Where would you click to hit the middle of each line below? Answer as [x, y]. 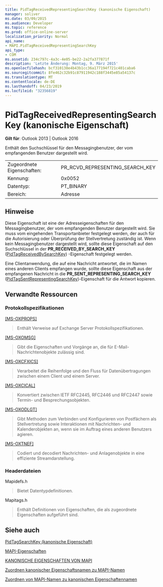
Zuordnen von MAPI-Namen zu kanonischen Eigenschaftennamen [71, 579]
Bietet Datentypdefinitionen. [45, 491]
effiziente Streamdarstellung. [46, 458]
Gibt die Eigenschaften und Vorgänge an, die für [65, 347]
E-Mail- [122, 347]
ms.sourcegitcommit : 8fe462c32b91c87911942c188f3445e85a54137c [70, 73]
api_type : [15, 50]
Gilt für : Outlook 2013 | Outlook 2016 [42, 138]
